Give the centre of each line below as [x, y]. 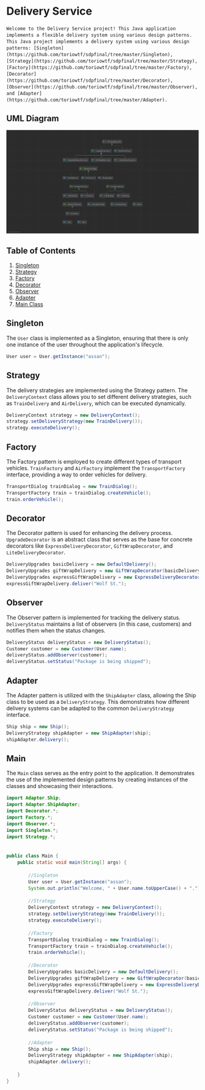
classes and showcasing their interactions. [60, 786]
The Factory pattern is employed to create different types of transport [94, 461]
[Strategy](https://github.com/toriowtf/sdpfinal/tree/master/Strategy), [102, 61]
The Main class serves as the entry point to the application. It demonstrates [101, 773]
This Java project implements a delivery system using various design [98, 41]
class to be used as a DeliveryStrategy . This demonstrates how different [98, 702]
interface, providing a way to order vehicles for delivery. [77, 475]
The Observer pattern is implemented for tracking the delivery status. [94, 617]
